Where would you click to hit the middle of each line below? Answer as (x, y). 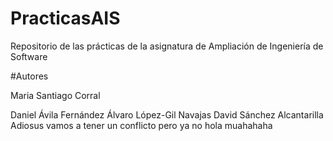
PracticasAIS (65, 18)
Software (29, 56)
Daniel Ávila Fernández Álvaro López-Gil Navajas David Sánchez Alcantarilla (167, 114)
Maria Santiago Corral (55, 95)
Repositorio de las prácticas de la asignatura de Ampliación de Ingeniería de (167, 46)
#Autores (29, 76)
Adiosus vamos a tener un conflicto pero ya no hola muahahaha (141, 125)
